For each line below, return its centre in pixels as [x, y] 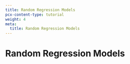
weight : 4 [16, 19]
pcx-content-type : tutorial [35, 15]
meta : [11, 24]
